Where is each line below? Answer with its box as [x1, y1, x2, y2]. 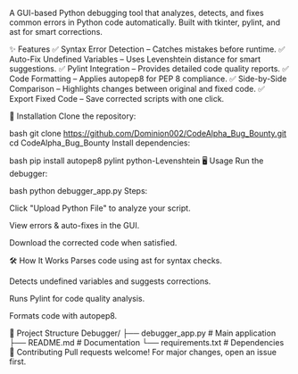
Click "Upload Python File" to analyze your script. [9, 203, 191, 213]
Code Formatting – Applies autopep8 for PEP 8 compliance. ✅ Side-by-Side [9, 73, 287, 84]
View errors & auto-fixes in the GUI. [9, 220, 140, 230]
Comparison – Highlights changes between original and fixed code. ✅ [9, 84, 265, 94]
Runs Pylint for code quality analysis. [9, 294, 145, 303]
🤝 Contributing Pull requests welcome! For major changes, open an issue [9, 347, 277, 357]
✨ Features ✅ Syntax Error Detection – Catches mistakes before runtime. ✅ [9, 44, 286, 54]
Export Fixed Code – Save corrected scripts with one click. [9, 94, 225, 104]
